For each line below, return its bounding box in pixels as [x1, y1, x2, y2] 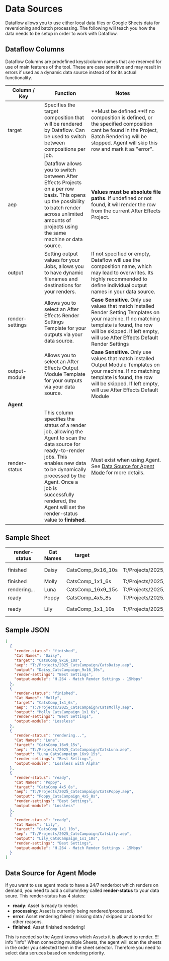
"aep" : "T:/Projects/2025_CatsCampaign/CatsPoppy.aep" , [14, 789, 134, 795]
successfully [44, 491, 74, 498]
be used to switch [44, 133, 87, 140]
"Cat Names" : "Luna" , [14, 738, 59, 743]
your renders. [44, 288, 76, 295]
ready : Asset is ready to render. [12, 902, 79, 909]
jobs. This [44, 453, 67, 460]
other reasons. [12, 919, 43, 925]
